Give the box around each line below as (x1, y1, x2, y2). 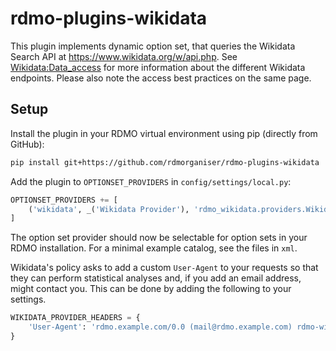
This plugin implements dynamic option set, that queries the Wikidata (10, 40, 296, 52)
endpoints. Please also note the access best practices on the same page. (10, 72, 312, 84)
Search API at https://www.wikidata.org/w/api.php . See (10, 50, 238, 62)
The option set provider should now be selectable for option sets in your (10, 232, 308, 244)
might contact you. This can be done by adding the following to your (10, 283, 292, 295)
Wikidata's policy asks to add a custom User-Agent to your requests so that (10, 262, 319, 274)
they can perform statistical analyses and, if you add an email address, (10, 272, 302, 284)
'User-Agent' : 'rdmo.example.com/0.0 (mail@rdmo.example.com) (28, 322, 293, 332)
